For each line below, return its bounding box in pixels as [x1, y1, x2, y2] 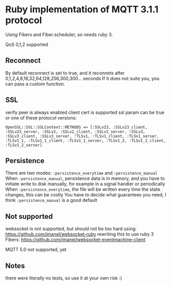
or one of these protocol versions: [5, 114, 77, 121]
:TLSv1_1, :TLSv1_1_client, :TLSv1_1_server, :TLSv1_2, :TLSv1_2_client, [5, 138, 166, 143]
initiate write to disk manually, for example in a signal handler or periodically [5, 181, 165, 187]
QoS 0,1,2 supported [5, 41, 49, 47]
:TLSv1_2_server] [5, 142, 42, 148]
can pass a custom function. [5, 80, 66, 87]
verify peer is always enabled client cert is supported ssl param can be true [5, 109, 165, 115]
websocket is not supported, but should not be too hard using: [5, 226, 137, 232]
